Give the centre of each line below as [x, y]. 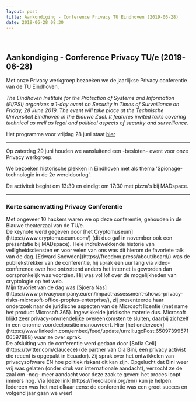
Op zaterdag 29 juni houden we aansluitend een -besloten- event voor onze [97, 151]
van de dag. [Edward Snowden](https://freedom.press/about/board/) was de [98, 257]
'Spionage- [169, 169]
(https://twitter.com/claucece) [42, 350]
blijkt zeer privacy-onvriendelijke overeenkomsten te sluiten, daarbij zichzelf [97, 318]
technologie [20, 175]
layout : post [22, 11]
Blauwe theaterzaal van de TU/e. [45, 226]
